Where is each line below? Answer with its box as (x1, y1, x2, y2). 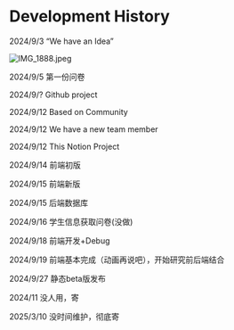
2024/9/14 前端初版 (9, 159, 82, 170)
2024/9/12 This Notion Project (9, 141, 120, 152)
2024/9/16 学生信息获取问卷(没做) (9, 216, 133, 227)
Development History (9, 6, 171, 27)
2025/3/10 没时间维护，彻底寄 (9, 310, 120, 322)
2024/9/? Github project (9, 89, 98, 100)
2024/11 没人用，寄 (9, 292, 80, 302)
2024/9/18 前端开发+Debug (9, 235, 110, 246)
